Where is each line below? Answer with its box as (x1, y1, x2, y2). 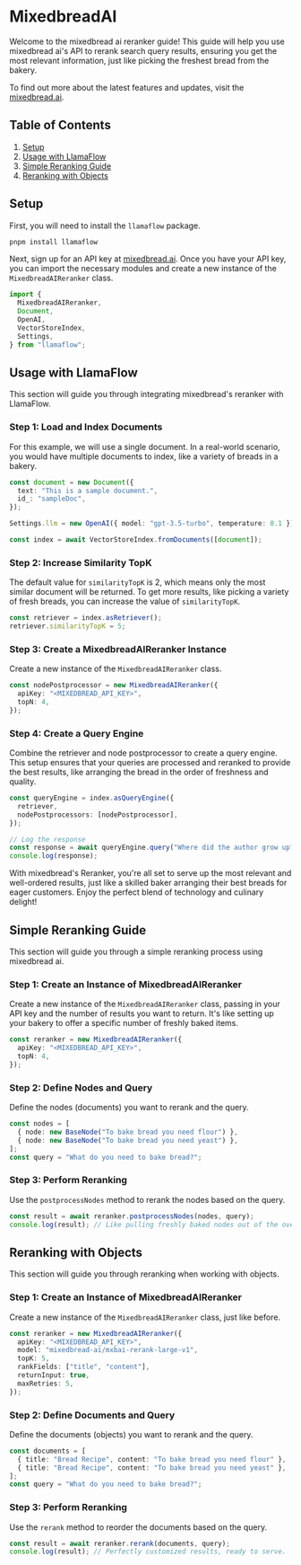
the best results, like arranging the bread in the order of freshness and (9, 766, 269, 778)
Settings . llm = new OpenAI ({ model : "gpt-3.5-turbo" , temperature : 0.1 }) (9, 519, 295, 528)
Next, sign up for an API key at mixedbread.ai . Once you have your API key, (9, 253, 287, 264)
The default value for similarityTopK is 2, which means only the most (9, 577, 266, 588)
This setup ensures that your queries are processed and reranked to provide (9, 757, 291, 768)
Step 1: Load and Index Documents (9, 420, 163, 433)
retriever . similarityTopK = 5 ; (9, 622, 126, 631)
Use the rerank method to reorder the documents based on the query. (9, 1521, 267, 1533)
